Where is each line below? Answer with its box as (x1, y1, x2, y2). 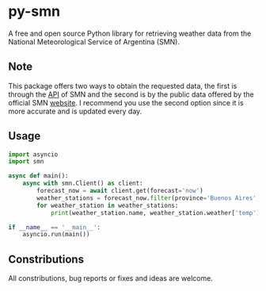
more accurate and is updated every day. (8, 106, 142, 116)
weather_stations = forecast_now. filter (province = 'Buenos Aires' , (36, 193, 260, 202)
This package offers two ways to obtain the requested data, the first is (8, 81, 237, 90)
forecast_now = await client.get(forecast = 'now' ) (36, 187, 203, 195)
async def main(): (8, 172, 69, 180)
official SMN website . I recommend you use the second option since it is (8, 98, 244, 107)
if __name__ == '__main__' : (8, 223, 101, 232)
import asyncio (8, 150, 59, 159)
